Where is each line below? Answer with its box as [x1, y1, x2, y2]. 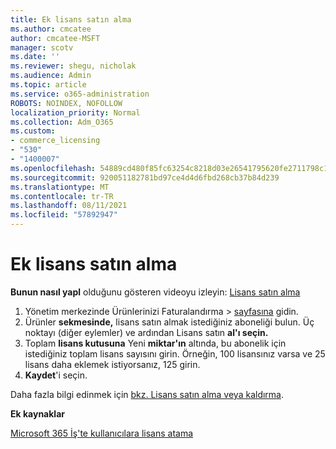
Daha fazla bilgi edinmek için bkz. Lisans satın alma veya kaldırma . [10, 388, 285, 400]
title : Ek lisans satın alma [10, 14, 132, 25]
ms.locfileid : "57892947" [10, 210, 118, 220]
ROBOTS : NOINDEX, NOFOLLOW [10, 98, 123, 108]
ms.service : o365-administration [10, 89, 150, 99]
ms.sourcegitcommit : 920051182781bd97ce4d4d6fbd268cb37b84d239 [10, 172, 280, 183]
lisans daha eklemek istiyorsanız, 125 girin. [24, 358, 201, 370]
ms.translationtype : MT [10, 182, 110, 192]
